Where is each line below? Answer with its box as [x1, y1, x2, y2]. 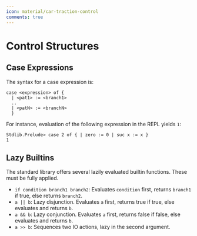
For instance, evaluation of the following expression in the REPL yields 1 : [6, 120, 181, 127]
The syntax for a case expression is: [6, 78, 94, 85]
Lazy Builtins [6, 153, 55, 163]
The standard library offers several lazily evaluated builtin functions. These [6, 168, 188, 176]
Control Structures [6, 39, 99, 53]
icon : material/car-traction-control [6, 8, 99, 15]
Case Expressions [6, 63, 74, 73]
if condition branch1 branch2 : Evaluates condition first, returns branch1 [14, 186, 192, 193]
